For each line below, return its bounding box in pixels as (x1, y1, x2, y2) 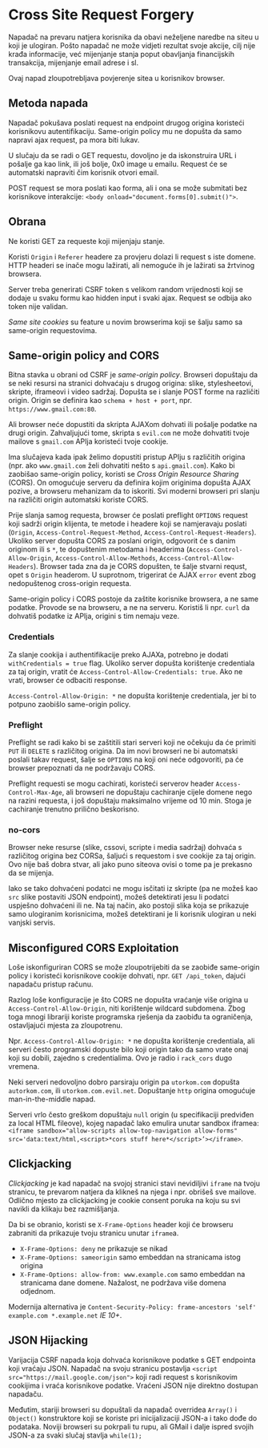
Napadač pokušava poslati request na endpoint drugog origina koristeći (8, 118, 245, 128)
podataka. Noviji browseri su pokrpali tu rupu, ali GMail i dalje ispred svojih (8, 1422, 254, 1431)
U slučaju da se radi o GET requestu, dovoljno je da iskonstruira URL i (8, 150, 237, 160)
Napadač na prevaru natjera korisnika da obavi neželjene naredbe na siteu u (8, 32, 259, 42)
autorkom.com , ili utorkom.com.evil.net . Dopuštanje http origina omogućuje (8, 1086, 256, 1096)
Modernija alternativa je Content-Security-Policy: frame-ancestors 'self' (8, 1302, 257, 1312)
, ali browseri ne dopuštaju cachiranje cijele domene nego (62, 787, 253, 796)
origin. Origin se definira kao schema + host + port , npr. (8, 396, 192, 405)
